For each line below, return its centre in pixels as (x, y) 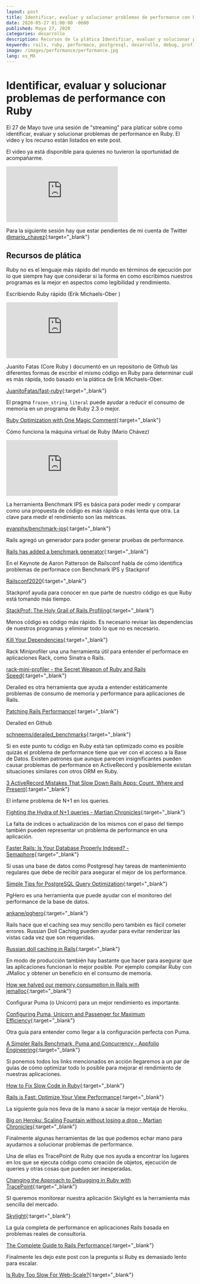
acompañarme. (25, 158)
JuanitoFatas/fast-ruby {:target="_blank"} (57, 391)
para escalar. (22, 1263)
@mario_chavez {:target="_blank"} (48, 237)
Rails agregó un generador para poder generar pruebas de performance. (95, 540)
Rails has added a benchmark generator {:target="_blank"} (77, 552)
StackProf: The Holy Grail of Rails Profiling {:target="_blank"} (80, 611)
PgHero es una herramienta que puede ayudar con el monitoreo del (89, 896)
